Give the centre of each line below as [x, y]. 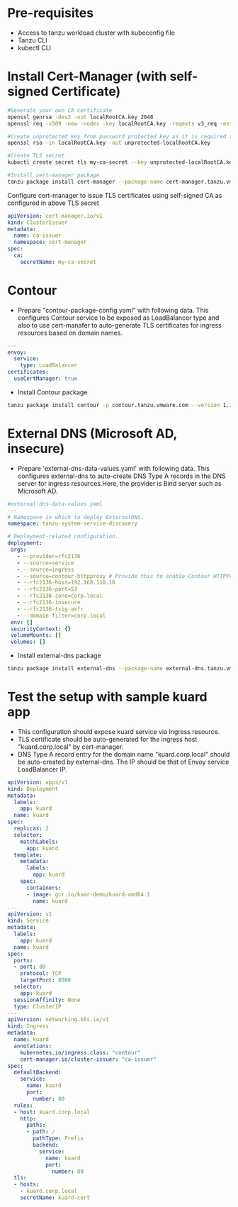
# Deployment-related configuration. [63, 537]
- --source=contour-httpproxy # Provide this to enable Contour [114, 576]
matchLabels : [39, 842]
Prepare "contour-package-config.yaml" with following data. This [113, 310]
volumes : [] [28, 642]
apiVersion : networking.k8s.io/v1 [58, 1020]
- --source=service [45, 563]
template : [28, 855]
